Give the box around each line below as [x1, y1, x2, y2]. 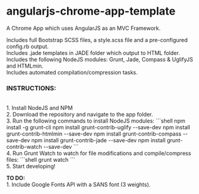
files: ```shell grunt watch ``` [6, 156, 76, 163]
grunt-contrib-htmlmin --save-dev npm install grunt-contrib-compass [6, 130, 182, 138]
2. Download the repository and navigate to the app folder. [6, 111, 154, 118]
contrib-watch [6, 143, 43, 151]
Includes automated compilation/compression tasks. [6, 68, 138, 76]
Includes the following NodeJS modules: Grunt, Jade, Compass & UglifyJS [6, 56, 194, 63]
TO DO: [6, 174, 26, 182]
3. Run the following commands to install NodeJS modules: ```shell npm [6, 117, 186, 124]
